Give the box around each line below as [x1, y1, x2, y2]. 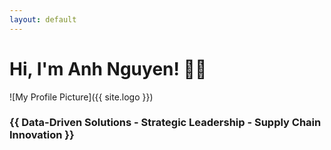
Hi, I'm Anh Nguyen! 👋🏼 [9, 57, 207, 80]
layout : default [9, 14, 77, 25]
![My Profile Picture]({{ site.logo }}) [9, 91, 154, 103]
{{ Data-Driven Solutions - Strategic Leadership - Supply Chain [9, 116, 322, 130]
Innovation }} [9, 128, 75, 142]
